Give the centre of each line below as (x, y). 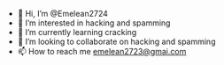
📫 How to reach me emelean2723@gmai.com (102, 51)
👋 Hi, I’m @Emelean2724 (63, 14)
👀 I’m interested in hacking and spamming (94, 23)
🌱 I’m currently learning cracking (77, 32)
